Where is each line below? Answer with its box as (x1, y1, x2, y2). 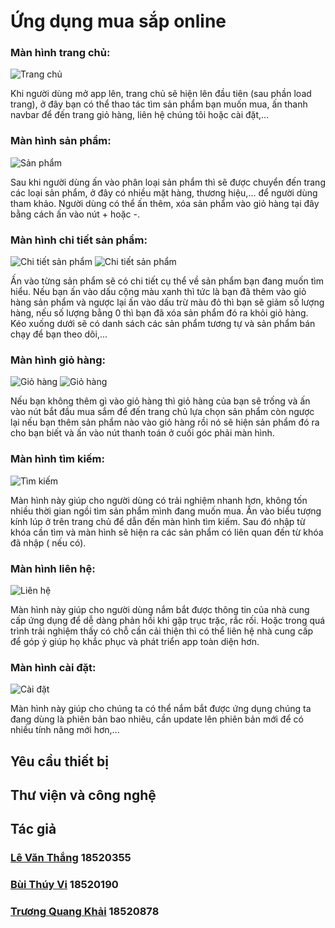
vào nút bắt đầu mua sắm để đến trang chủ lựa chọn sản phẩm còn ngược (10, 406, 315, 418)
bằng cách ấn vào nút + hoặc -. (10, 208, 140, 220)
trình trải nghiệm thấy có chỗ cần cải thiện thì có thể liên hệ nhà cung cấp (10, 625, 314, 637)
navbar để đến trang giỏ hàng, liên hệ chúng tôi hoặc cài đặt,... (10, 109, 270, 121)
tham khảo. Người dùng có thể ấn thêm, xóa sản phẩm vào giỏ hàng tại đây (10, 197, 320, 209)
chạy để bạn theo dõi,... (10, 328, 108, 340)
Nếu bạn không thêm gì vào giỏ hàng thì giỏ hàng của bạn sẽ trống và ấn (10, 395, 311, 407)
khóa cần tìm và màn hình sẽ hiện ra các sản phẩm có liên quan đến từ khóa (10, 526, 324, 538)
